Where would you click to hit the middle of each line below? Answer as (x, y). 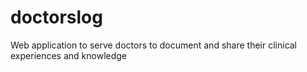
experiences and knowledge (69, 55)
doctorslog (56, 17)
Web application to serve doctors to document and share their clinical (154, 45)
